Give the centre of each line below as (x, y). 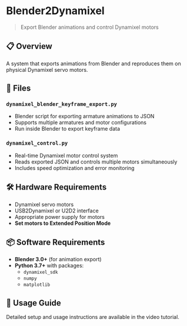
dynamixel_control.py (37, 143)
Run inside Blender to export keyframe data (67, 129)
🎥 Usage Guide (34, 303)
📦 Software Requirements (56, 242)
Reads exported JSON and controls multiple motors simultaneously (96, 162)
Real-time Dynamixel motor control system (66, 155)
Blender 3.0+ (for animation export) (58, 260)
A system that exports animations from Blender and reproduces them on (93, 64)
